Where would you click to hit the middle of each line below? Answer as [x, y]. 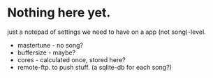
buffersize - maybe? [46, 52]
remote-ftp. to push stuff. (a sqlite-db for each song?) [95, 67]
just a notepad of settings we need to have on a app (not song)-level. [106, 32]
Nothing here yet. [59, 13]
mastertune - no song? [50, 45]
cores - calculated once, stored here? [71, 59]
